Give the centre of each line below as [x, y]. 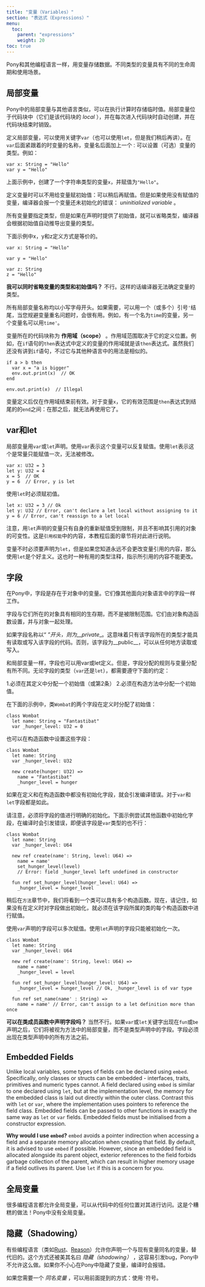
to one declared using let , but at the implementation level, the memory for [100, 1091]
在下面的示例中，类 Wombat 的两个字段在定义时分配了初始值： [81, 704]
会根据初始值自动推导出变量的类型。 [52, 223]
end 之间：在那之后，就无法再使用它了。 [72, 409]
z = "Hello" [21, 274]
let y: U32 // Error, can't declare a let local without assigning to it [102, 511]
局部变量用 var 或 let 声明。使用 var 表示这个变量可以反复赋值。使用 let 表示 [98, 446]
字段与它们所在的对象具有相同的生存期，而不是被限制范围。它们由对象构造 [100, 614]
